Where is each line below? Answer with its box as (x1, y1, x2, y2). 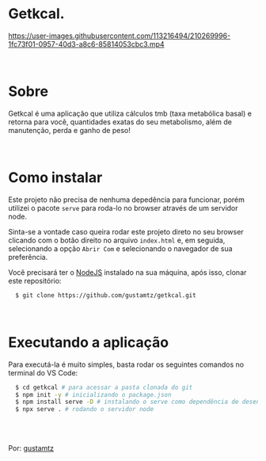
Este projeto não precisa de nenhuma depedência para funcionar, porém (8, 195, 245, 204)
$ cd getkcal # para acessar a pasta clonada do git (15, 383, 193, 391)
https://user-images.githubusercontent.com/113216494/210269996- (8, 31, 231, 40)
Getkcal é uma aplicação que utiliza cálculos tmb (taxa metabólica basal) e (8, 109, 252, 118)
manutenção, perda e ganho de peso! (8, 125, 131, 135)
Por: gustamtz (8, 444, 54, 453)
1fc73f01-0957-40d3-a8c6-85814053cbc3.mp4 (8, 39, 165, 48)
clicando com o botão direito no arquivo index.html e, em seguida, (8, 235, 226, 245)
